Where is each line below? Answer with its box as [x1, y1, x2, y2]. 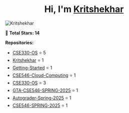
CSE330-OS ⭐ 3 [12, 79, 46, 86]
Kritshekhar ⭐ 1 [12, 57, 44, 63]
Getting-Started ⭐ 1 [12, 64, 52, 71]
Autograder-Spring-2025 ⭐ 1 [12, 94, 71, 101]
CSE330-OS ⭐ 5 [12, 49, 46, 56]
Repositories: [5, 39, 34, 46]
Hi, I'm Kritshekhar [44, 4, 124, 15]
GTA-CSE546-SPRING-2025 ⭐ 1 [12, 87, 78, 93]
